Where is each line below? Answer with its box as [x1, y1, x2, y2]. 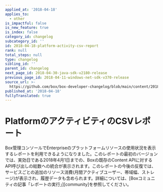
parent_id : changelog [5, 66, 49, 71]
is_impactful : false [5, 20, 47, 26]
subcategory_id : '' [5, 39, 45, 44]
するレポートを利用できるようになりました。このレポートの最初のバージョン [5, 151, 158, 157]
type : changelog [5, 57, 38, 62]
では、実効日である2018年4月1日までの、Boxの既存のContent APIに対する [5, 157, 153, 163]
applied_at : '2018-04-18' [5, 7, 57, 12]
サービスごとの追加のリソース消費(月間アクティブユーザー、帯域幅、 [5, 169, 142, 175]
